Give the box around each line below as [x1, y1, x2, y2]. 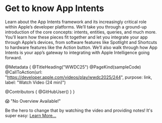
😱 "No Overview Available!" [5, 98, 61, 104]
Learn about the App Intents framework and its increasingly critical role [5, 19, 147, 25]
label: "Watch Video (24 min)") [5, 79, 66, 85]
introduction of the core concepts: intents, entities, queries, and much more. [5, 29, 157, 35]
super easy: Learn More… [5, 112, 57, 118]
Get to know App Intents [5, 3, 104, 14]
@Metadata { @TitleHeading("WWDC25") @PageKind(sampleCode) [5, 64, 141, 70]
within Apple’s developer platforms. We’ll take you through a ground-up [5, 24, 147, 29]
